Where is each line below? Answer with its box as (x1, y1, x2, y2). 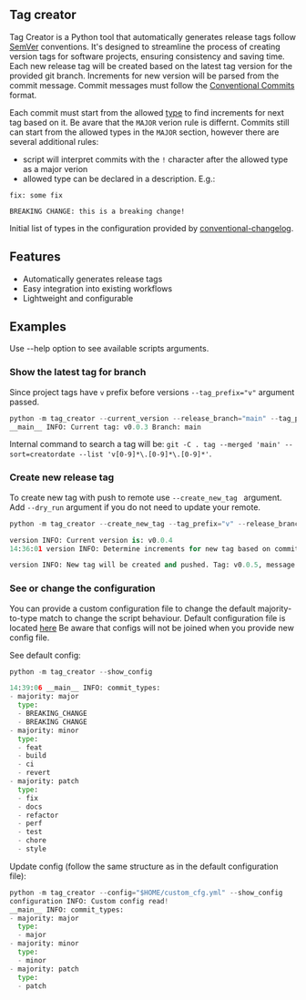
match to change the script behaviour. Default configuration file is (39, 612, 286, 623)
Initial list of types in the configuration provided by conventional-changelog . (9, 222, 294, 233)
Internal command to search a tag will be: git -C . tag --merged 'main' (9, 439, 281, 450)
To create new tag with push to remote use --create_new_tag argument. (9, 492, 282, 503)
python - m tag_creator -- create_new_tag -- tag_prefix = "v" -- (9, 519, 247, 528)
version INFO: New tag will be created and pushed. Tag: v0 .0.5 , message (9, 560, 296, 570)
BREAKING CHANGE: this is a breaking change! (9, 207, 185, 216)
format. (9, 89, 37, 100)
